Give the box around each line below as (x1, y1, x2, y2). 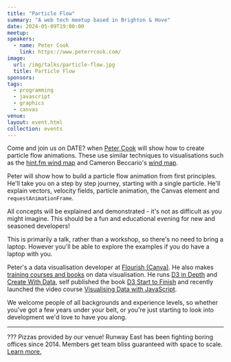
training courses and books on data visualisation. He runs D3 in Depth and (7, 270, 218, 279)
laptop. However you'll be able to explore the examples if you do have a (7, 242, 210, 251)
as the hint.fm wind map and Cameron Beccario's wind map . (7, 159, 179, 167)
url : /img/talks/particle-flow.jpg (13, 61, 115, 68)
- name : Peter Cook (13, 42, 69, 49)
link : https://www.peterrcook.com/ (19, 49, 122, 56)
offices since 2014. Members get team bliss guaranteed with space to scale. (7, 340, 223, 348)
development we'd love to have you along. (7, 313, 127, 321)
